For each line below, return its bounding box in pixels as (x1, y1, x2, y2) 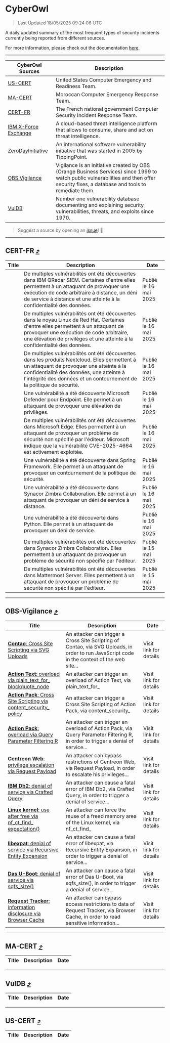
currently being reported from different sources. (5, 35, 105, 41)
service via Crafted (8, 789, 53, 796)
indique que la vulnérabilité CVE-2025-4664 (23, 442, 133, 449)
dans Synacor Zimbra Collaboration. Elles (23, 544, 122, 551)
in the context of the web (65, 656, 125, 663)
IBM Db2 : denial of (8, 782, 52, 789)
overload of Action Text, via (65, 676, 131, 683)
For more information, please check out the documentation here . (5, 45, 140, 51)
